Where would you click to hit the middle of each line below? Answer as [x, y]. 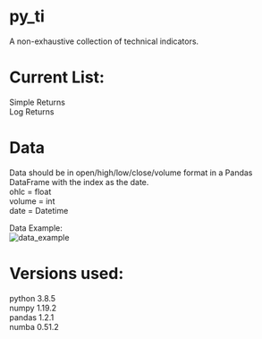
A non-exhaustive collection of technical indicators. [104, 41]
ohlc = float [30, 191]
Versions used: [67, 274]
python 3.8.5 [33, 298]
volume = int [32, 201]
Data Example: [36, 228]
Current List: [57, 77]
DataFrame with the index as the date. [79, 182]
